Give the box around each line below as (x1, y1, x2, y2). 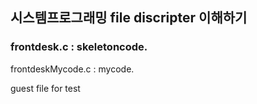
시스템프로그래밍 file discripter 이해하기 (10, 9, 248, 27)
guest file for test (10, 82, 81, 94)
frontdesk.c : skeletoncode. (10, 40, 148, 54)
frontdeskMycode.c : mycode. (10, 63, 135, 75)
